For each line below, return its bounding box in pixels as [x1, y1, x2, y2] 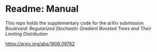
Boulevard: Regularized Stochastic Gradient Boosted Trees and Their [5, 25, 151, 31]
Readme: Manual [5, 3, 79, 15]
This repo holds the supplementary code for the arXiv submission [5, 20, 144, 26]
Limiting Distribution [5, 31, 48, 37]
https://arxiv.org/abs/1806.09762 [5, 40, 75, 46]
